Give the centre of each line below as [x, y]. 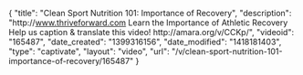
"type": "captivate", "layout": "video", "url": [89, 52]
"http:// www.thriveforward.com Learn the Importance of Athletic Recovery [148, 23]
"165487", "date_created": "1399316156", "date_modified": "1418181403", [145, 42]
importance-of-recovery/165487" [71, 61]
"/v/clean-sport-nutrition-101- [227, 52]
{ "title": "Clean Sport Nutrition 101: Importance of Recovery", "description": [150, 13]
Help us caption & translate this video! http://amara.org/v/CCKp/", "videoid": [151, 32]
